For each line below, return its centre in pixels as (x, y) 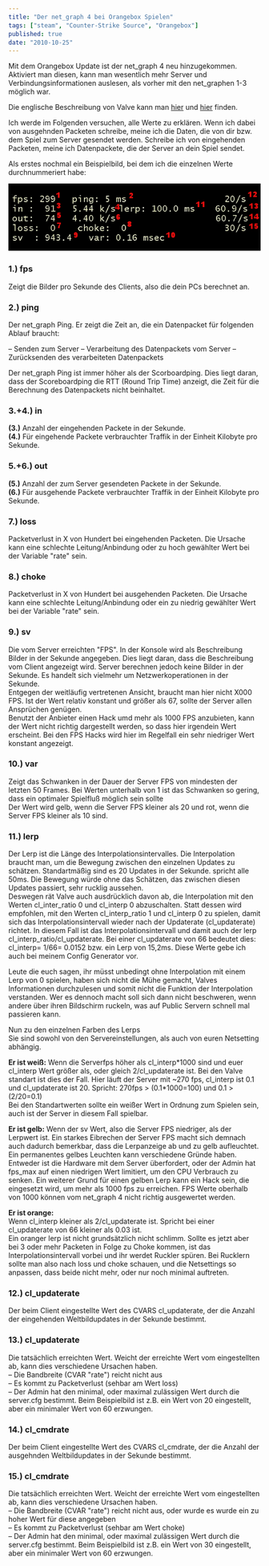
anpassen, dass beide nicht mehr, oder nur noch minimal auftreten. (119, 1272)
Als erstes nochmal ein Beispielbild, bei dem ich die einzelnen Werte (121, 164)
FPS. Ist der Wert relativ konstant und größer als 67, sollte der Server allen (130, 700)
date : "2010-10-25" (41, 43)
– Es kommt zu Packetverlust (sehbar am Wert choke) (97, 1527)
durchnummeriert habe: (47, 172)
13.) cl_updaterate (44, 1340)
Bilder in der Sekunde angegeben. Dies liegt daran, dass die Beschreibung (131, 658)
